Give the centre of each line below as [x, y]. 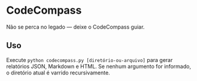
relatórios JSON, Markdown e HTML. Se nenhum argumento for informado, [99, 66]
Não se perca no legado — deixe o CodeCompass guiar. [75, 27]
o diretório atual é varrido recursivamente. [58, 73]
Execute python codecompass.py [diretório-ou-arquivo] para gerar [90, 60]
